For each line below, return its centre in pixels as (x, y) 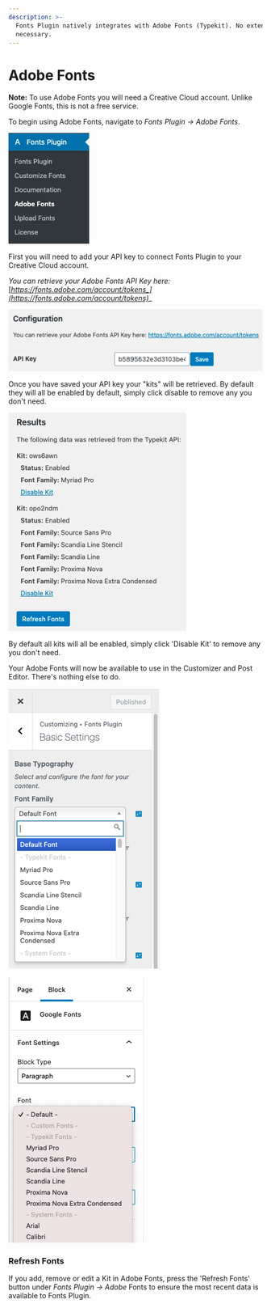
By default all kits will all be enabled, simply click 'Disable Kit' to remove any (134, 644)
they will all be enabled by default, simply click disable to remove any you (130, 392)
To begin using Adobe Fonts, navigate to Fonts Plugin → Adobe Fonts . (124, 122)
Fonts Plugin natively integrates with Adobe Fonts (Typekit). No (129, 25)
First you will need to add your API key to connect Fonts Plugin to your (125, 257)
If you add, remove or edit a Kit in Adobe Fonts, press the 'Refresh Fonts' (129, 1279)
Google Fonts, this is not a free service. (73, 106)
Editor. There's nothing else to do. (65, 676)
